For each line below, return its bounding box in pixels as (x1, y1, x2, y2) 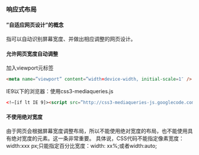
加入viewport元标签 (6, 64, 54, 72)
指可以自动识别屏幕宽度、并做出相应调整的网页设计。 (6, 36, 136, 43)
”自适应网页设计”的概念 (6, 21, 64, 28)
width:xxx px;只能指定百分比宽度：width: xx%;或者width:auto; (6, 143, 157, 150)
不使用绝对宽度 (6, 113, 43, 120)
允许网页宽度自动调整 (6, 50, 58, 57)
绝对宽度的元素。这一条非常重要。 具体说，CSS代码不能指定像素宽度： (11, 135, 185, 142)
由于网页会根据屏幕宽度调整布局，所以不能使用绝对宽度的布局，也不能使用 (6, 128, 188, 135)
